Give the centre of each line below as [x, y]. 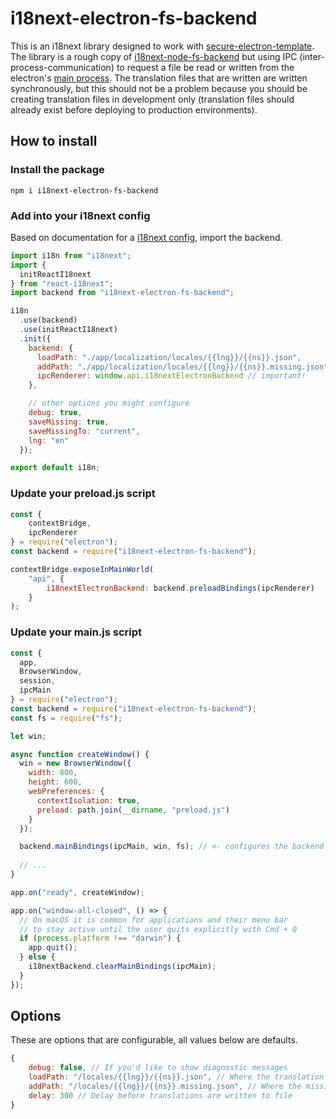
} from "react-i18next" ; [62, 283]
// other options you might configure [109, 403]
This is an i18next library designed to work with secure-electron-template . [162, 46]
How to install [54, 141]
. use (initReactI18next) [68, 330]
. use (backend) [48, 320]
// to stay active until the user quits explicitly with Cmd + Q [158, 929]
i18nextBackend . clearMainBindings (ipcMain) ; [122, 967]
